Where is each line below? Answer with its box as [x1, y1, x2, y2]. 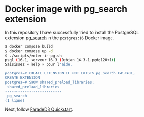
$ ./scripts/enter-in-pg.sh [5, 53, 62, 58]
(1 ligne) [5, 98, 25, 102]
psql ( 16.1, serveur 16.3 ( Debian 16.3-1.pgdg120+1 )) [5, 58, 116, 62]
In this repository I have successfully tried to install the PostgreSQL [5, 29, 139, 35]
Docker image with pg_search [5, 3, 128, 15]
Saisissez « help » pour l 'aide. [5, 62, 73, 67]
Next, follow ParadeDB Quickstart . [5, 106, 74, 112]
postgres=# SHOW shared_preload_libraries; [5, 80, 95, 85]
